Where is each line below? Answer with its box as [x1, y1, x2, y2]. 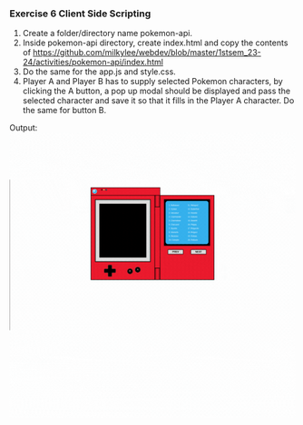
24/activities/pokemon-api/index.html [22, 57, 163, 68]
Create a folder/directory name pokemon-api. [22, 28, 193, 39]
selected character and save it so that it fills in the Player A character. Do [22, 95, 295, 106]
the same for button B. [22, 105, 107, 116]
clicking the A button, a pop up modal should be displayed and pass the [22, 85, 291, 97]
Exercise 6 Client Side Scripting [9, 7, 151, 20]
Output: [9, 122, 38, 133]
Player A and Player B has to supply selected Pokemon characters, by [22, 76, 283, 87]
